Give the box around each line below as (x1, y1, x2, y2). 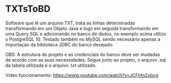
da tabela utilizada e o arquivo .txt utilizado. (5, 62, 97, 68)
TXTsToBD (5, 3, 51, 15)
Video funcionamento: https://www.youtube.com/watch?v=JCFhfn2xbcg (5, 72, 159, 78)
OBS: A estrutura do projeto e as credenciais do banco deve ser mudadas (5, 51, 160, 58)
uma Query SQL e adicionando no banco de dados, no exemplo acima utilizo (5, 31, 166, 37)
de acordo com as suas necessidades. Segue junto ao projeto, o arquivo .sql (5, 57, 166, 63)
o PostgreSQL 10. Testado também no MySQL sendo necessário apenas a (5, 36, 161, 42)
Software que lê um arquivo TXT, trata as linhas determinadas (5, 20, 135, 26)
